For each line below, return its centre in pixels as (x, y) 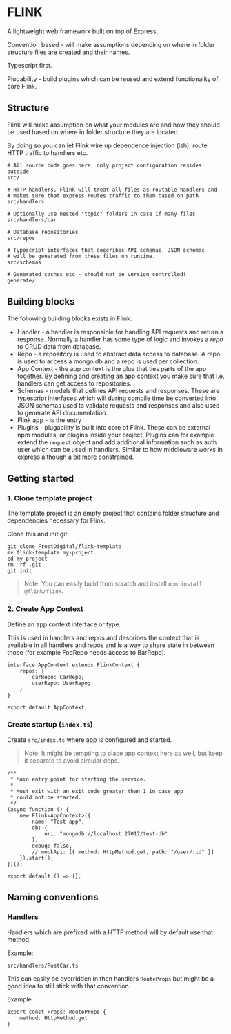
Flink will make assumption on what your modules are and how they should (114, 125)
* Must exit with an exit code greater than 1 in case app (97, 791)
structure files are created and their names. (69, 52)
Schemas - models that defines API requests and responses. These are (118, 390)
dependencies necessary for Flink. (56, 520)
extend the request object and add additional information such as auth (117, 442)
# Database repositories (43, 232)
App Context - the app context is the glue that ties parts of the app (112, 368)
